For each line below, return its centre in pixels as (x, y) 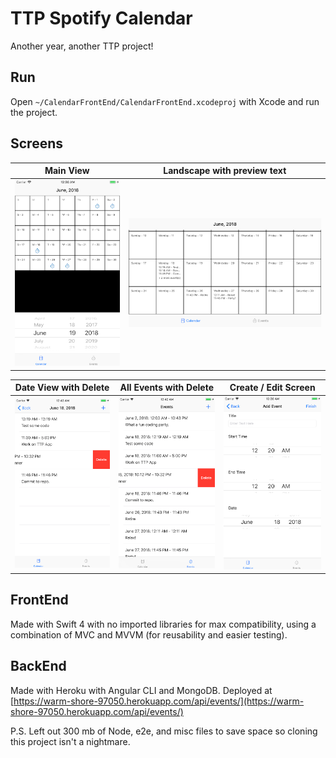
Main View (67, 171)
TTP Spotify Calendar (101, 18)
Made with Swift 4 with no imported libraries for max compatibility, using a (163, 624)
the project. (34, 112)
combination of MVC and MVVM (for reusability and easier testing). (149, 634)
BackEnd (38, 666)
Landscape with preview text (225, 171)
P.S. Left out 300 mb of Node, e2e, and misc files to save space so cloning (164, 731)
